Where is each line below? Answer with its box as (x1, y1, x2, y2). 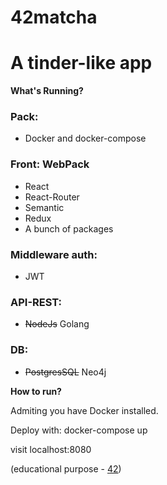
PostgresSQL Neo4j (24, 366, 107, 378)
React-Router (24, 191, 80, 203)
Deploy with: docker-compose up (10, 424, 148, 436)
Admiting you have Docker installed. (10, 404, 159, 416)
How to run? (10, 385, 62, 397)
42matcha (10, 6, 98, 29)
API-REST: (10, 295, 63, 309)
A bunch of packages (24, 222, 114, 235)
